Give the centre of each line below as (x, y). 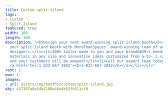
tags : (11, 14)
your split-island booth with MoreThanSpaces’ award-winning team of (83, 47)
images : (13, 79)
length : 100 (17, 38)
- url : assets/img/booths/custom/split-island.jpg (59, 84)
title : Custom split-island (34, 10)
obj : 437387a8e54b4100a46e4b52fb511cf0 (47, 89)
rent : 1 (13, 70)
